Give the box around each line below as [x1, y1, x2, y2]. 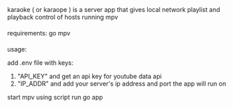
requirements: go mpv [7, 29, 71, 37]
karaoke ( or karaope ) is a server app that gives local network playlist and [7, 6, 220, 14]
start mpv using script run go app [7, 93, 103, 101]
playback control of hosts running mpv [7, 13, 119, 22]
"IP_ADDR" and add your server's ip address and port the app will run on [17, 79, 227, 88]
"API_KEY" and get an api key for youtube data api [17, 72, 162, 80]
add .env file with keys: [7, 59, 74, 67]
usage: [7, 45, 27, 53]
